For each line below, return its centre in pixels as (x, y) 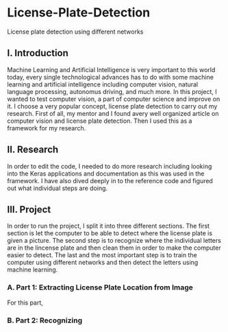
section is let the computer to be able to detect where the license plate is (110, 233)
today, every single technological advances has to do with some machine (111, 77)
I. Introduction (38, 53)
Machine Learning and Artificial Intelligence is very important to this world (111, 69)
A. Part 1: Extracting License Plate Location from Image (100, 287)
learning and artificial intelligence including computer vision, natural (103, 84)
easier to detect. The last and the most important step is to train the (102, 255)
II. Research (33, 150)
